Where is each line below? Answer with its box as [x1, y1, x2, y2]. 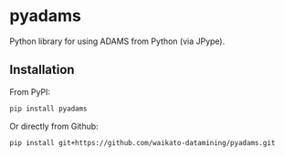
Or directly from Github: [9, 120, 99, 131]
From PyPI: [9, 86, 51, 97]
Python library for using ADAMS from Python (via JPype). [9, 36, 226, 47]
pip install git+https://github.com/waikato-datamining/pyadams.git [9, 138, 276, 147]
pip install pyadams [9, 104, 89, 113]
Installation [9, 62, 75, 78]
